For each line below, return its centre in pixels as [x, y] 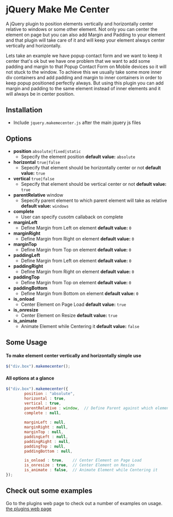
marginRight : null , [46, 427]
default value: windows [45, 206]
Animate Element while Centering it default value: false [80, 326]
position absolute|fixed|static [47, 151]
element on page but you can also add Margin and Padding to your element [86, 35]
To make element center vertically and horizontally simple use [74, 355]
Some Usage [27, 342]
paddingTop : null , [45, 446]
